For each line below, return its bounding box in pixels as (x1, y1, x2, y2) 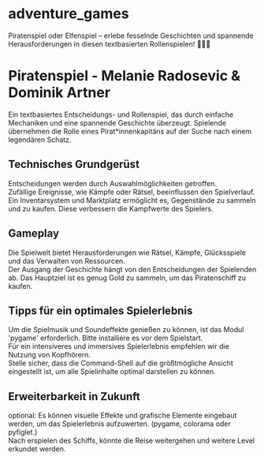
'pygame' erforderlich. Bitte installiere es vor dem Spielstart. (8, 333, 203, 343)
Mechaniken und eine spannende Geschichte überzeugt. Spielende (8, 118, 227, 127)
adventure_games (8, 5, 129, 23)
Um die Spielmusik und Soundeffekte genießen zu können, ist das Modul (8, 325, 244, 335)
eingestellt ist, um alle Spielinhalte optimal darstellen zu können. (8, 367, 217, 376)
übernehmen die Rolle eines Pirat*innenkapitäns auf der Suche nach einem (8, 126, 252, 136)
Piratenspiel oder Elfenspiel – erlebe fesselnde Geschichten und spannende (8, 31, 254, 40)
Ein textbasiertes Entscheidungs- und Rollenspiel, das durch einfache (8, 110, 234, 119)
